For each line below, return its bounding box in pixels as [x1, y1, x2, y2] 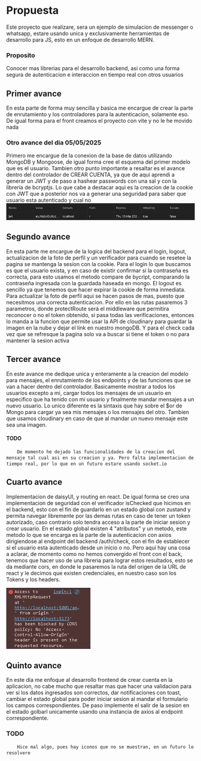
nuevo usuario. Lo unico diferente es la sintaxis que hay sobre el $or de [6, 402, 182, 409]
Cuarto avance [6, 477, 63, 487]
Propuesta [6, 4, 59, 17]
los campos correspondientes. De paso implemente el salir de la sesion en [6, 702, 190, 709]
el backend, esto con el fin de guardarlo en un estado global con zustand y [6, 506, 191, 513]
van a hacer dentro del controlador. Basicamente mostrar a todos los [6, 383, 175, 390]
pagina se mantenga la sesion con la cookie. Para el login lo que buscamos [6, 260, 191, 267]
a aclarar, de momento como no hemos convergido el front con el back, [6, 550, 182, 557]
